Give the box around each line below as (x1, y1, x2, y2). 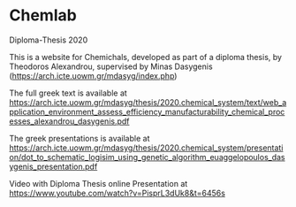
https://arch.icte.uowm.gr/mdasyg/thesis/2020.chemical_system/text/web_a (9, 96, 287, 107)
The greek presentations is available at (9, 133, 150, 143)
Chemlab (9, 5, 77, 26)
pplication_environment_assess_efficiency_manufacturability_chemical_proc (9, 106, 285, 117)
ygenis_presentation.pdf (9, 161, 98, 172)
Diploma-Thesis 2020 (9, 34, 88, 45)
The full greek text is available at (9, 88, 128, 98)
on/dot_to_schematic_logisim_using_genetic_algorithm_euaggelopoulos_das (9, 151, 285, 162)
